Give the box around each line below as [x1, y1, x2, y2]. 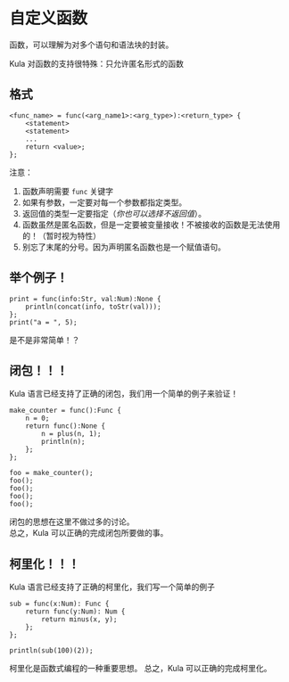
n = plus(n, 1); [41, 430, 102, 439]
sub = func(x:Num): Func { [9, 599, 110, 609]
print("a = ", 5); [9, 317, 78, 326]
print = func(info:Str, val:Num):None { [9, 294, 162, 303]
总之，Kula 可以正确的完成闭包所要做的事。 [9, 528, 169, 538]
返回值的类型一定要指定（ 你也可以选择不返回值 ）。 [21, 208, 207, 218]
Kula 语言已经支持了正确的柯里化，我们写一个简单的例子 [9, 581, 216, 593]
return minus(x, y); [41, 615, 118, 624]
